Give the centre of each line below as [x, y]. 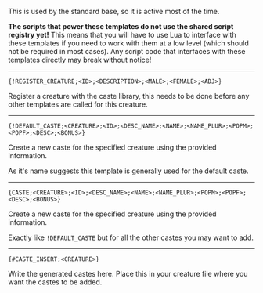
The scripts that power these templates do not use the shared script [121, 26]
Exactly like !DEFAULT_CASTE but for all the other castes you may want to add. [131, 237]
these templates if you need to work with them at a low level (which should [128, 43]
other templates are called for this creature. [78, 104]
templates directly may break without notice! [80, 60]
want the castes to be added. [55, 282]
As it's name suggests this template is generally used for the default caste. [128, 171]
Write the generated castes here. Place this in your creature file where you [128, 274]
